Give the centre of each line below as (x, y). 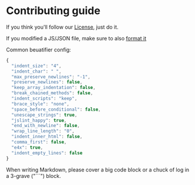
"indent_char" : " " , (36, 71)
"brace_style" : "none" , (40, 104)
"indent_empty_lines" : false (47, 153)
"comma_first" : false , (39, 142)
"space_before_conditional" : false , (56, 109)
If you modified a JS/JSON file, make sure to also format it (76, 38)
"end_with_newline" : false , (46, 126)
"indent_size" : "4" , (36, 66)
